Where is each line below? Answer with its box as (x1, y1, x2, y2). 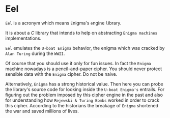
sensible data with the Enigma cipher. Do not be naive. (5, 71, 118, 77)
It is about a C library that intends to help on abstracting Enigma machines (5, 29, 158, 36)
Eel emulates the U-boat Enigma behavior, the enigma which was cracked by (5, 45, 165, 51)
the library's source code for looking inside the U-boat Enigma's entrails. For (5, 86, 165, 92)
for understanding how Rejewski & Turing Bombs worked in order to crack (5, 97, 159, 103)
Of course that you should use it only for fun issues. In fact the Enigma (5, 60, 151, 66)
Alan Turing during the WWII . (5, 50, 65, 56)
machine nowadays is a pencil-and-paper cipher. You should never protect (5, 66, 162, 72)
